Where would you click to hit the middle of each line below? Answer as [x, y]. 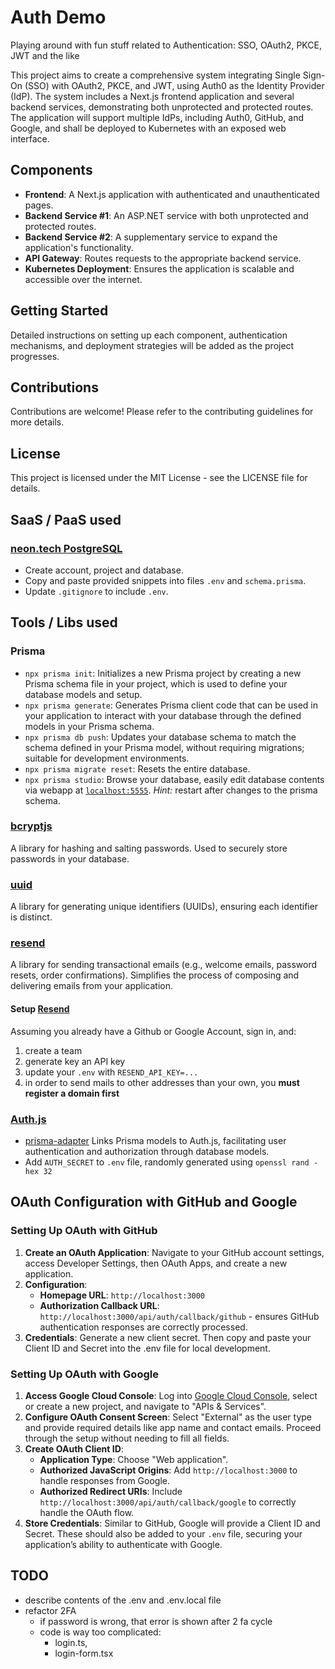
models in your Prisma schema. [89, 726]
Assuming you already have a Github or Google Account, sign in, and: [153, 1031]
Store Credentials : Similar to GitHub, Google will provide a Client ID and [172, 1523]
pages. [39, 205]
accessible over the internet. [83, 279]
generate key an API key [75, 1061]
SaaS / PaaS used [66, 519]
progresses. [35, 356]
